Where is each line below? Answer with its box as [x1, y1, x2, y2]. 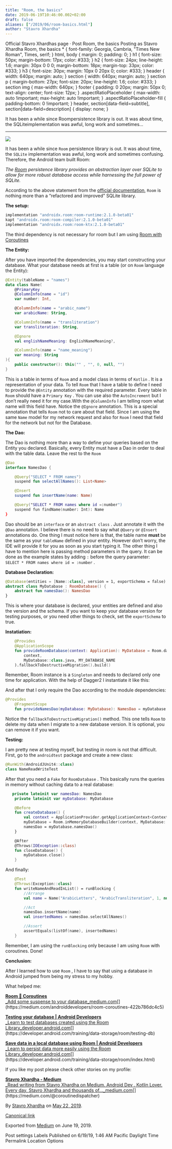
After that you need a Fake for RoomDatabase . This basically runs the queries [5, 776, 165, 782]
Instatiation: [5, 629, 32, 635]
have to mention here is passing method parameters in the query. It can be [5, 548, 163, 554]
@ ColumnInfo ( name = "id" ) [14, 291, 70, 297]
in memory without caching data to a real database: [5, 781, 114, 787]
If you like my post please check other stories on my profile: [5, 1066, 132, 1072]
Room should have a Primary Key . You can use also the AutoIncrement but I [5, 392, 161, 399]
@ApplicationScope [14, 643, 54, 649]
